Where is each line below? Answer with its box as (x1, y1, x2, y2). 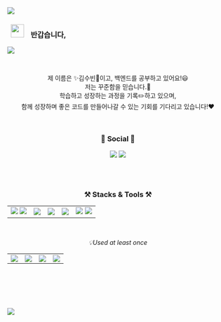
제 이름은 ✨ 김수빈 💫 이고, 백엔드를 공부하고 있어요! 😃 (47, 74, 189, 83)
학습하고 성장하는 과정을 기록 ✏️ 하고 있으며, (59, 91, 177, 100)
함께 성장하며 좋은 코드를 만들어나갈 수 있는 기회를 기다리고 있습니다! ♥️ (20, 102, 215, 111)
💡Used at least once (88, 238, 147, 246)
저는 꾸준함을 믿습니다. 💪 (85, 83, 151, 91)
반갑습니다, (30, 29, 67, 39)
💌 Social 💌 (100, 134, 135, 144)
